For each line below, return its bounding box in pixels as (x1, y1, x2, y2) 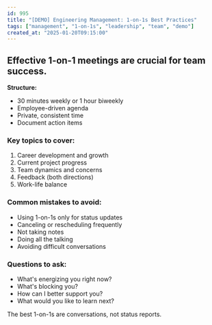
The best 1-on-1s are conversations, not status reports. (7, 310, 162, 318)
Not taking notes (16, 228, 64, 236)
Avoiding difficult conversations (16, 242, 106, 250)
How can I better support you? (16, 289, 103, 298)
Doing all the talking (16, 234, 73, 243)
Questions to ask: (7, 259, 67, 269)
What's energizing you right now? (16, 275, 112, 283)
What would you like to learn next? (16, 296, 115, 305)
